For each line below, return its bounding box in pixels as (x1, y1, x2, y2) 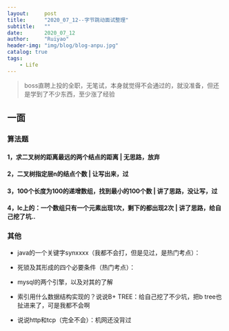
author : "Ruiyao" (7, 36, 70, 43)
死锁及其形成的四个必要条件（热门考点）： (17, 263, 136, 271)
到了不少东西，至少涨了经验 (36, 90, 115, 98)
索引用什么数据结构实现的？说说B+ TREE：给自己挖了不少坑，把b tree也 (17, 292, 222, 301)
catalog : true (7, 49, 48, 56)
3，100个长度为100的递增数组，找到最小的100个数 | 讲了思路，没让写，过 (7, 187, 218, 195)
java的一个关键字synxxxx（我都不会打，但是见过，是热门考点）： (17, 248, 201, 257)
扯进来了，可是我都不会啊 (17, 301, 90, 309)
